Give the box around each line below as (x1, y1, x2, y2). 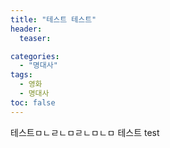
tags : (10, 70, 33, 80)
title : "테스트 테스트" (10, 14, 97, 25)
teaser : (19, 33, 52, 43)
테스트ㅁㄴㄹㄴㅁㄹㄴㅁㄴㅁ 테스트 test (10, 126, 160, 138)
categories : (10, 51, 60, 61)
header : (10, 24, 43, 34)
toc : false (10, 97, 56, 108)
